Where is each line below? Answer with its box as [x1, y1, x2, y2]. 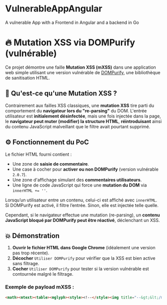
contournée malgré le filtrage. [12, 271, 74, 277]
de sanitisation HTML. [5, 75, 50, 81]
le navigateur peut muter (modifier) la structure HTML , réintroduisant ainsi [5, 118, 162, 124]
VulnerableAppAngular [5, 3, 103, 14]
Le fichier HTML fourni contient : [5, 151, 72, 157]
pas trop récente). [12, 250, 50, 256]
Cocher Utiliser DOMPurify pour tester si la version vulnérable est [12, 266, 149, 272]
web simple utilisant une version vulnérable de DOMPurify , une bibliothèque [5, 69, 161, 75]
